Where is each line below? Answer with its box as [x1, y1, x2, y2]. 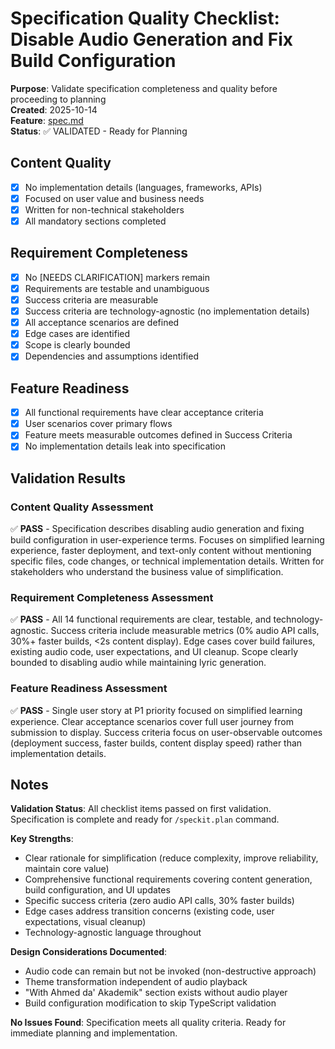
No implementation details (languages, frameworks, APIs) [24, 181, 263, 193]
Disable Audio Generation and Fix [10, 28, 294, 51]
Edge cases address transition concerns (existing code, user [24, 905, 275, 917]
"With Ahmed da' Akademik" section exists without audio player [24, 987, 288, 999]
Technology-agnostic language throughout [24, 927, 202, 939]
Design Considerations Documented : [10, 946, 168, 958]
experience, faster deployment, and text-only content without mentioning [10, 545, 312, 557]
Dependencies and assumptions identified [24, 350, 199, 362]
